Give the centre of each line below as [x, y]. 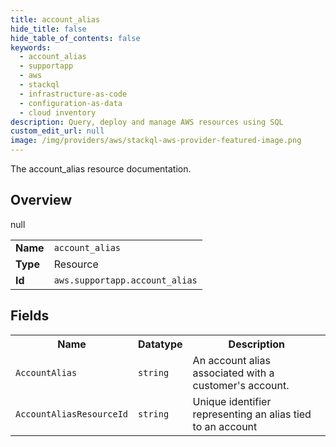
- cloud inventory [58, 112]
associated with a [233, 373]
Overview [41, 200]
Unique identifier [232, 401]
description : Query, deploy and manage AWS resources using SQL [147, 122]
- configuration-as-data [71, 103]
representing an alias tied [252, 414]
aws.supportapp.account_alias [125, 280]
